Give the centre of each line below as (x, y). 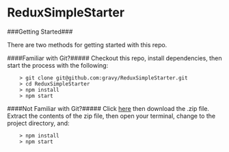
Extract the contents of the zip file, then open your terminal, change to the (111, 116)
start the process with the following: (58, 65)
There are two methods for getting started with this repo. (87, 45)
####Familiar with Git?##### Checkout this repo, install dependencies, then (114, 58)
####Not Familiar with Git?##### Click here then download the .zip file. (108, 108)
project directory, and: (38, 123)
